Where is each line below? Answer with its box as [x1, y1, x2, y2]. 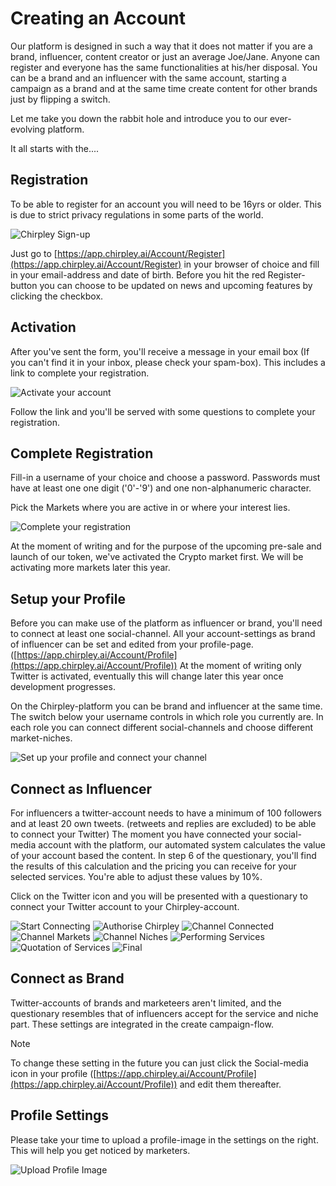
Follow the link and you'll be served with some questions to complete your [10, 405, 316, 417]
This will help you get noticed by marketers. [10, 1144, 191, 1156]
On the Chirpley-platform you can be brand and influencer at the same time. [10, 700, 323, 712]
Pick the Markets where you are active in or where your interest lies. [10, 502, 291, 514]
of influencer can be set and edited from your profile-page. [10, 638, 254, 651]
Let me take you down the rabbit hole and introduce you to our [10, 112, 268, 124]
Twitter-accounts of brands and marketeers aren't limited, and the [10, 997, 282, 1009]
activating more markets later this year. [10, 562, 171, 574]
